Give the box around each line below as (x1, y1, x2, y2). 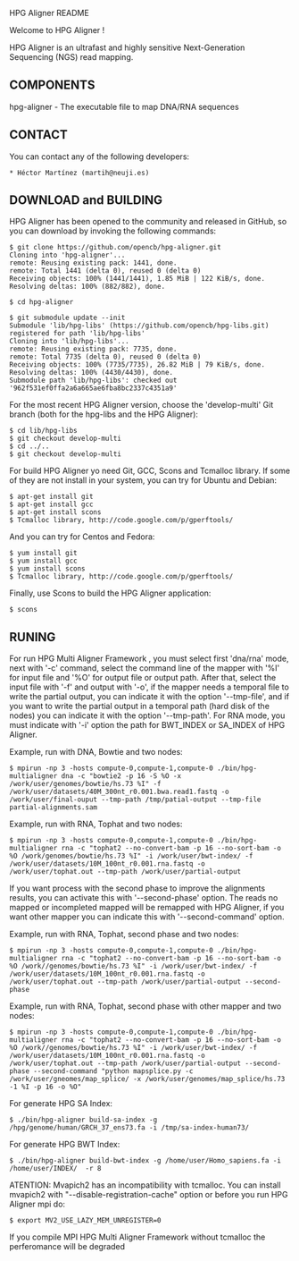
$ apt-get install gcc (9, 500, 94, 509)
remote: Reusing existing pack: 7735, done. (9, 344, 178, 354)
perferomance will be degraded (9, 1241, 126, 1252)
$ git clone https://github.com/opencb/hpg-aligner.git (9, 243, 221, 252)
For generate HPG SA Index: (9, 1098, 113, 1109)
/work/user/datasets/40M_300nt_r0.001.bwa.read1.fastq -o (9, 787, 229, 797)
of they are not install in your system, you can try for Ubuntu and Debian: (9, 475, 278, 486)
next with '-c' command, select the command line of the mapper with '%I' (9, 663, 280, 673)
